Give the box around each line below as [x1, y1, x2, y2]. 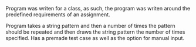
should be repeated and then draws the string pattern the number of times [5, 28, 185, 35]
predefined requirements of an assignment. [5, 11, 110, 18]
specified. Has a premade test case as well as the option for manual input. [5, 35, 185, 41]
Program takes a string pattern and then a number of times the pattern [5, 23, 175, 29]
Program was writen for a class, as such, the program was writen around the [5, 5, 191, 12]
